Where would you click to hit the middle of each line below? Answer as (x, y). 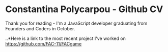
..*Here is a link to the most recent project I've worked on (65, 38)
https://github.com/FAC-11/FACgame (44, 43)
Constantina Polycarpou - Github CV (84, 9)
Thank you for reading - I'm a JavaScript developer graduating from (76, 23)
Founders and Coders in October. (40, 28)
